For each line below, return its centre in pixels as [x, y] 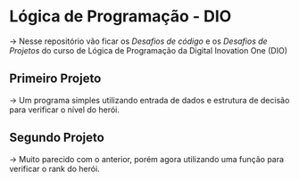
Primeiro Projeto [55, 79]
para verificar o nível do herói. [65, 110]
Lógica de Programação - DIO [120, 16]
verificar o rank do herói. [54, 169]
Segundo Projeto [57, 138]
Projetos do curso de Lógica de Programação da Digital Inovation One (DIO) [149, 50]
